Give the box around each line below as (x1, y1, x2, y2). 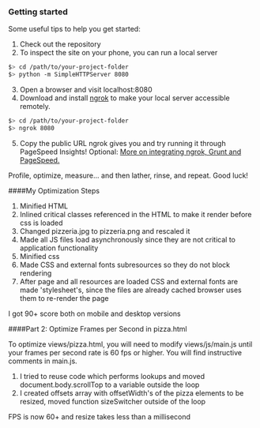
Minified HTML (19, 201, 69, 211)
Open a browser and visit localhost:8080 (19, 85, 153, 95)
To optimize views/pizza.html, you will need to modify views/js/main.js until (8, 339, 253, 349)
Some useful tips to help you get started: (8, 24, 141, 34)
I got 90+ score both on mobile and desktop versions (8, 309, 181, 318)
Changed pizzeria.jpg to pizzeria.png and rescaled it (19, 226, 190, 235)
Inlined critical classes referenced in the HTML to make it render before (19, 209, 252, 219)
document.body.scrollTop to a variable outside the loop (19, 380, 200, 389)
